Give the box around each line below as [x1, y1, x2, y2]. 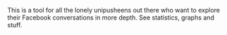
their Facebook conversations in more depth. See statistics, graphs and [7, 13, 215, 22]
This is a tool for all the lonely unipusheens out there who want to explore [7, 6, 221, 14]
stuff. [7, 21, 23, 29]
